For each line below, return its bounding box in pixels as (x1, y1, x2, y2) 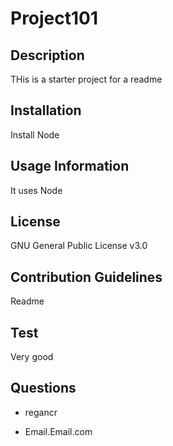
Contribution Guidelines (10, 268, 163, 286)
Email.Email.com (24, 425, 93, 437)
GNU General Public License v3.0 (10, 240, 148, 252)
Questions (10, 380, 77, 397)
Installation (10, 102, 82, 119)
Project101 (10, 7, 99, 30)
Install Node (10, 128, 60, 141)
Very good (10, 351, 54, 363)
